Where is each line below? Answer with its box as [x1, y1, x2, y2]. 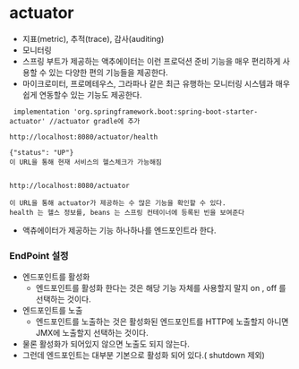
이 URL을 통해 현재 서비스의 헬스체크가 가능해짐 [9, 158, 163, 167]
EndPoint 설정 [9, 249, 69, 262]
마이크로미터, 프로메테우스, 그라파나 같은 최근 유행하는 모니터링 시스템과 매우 [21, 78, 291, 89]
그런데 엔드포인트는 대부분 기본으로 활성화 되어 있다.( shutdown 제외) [21, 350, 266, 361]
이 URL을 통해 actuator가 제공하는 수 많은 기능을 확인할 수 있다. [9, 198, 226, 208]
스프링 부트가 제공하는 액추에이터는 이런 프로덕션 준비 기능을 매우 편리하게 [21, 56, 281, 66]
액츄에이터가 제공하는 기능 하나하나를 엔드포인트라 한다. [21, 225, 217, 236]
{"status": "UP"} [9, 148, 74, 157]
